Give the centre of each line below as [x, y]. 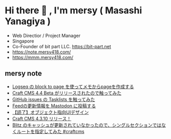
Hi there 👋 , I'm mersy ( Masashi [73, 11]
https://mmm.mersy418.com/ [43, 57]
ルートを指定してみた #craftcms [51, 131]
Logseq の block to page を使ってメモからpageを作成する [73, 86]
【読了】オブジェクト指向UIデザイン [50, 112]
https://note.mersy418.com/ [41, 52]
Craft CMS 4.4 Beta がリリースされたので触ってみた [67, 93]
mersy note [23, 74]
